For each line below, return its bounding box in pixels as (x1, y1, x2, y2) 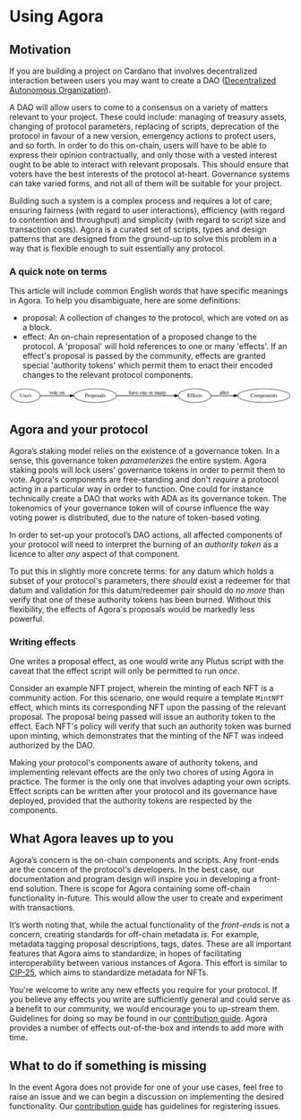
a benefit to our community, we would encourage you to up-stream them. (9, 1004, 280, 1014)
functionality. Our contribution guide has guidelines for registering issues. (9, 1101, 280, 1112)
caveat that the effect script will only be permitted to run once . (9, 665, 240, 677)
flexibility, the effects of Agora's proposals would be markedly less (9, 604, 255, 615)
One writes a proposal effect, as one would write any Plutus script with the (9, 656, 284, 667)
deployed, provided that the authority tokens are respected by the (9, 795, 253, 807)
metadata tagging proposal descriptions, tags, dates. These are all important (9, 938, 292, 950)
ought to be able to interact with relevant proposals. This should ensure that (9, 159, 289, 169)
